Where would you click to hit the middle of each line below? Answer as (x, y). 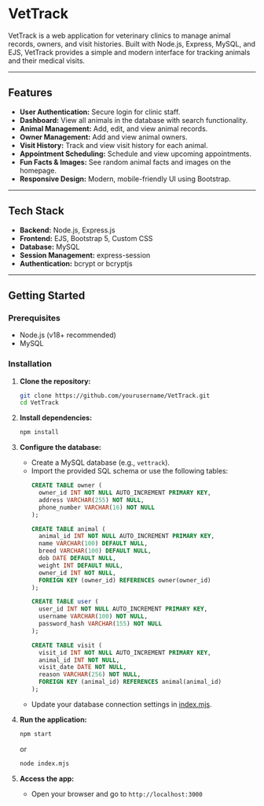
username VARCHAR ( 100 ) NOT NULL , (93, 617)
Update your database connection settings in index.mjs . (121, 704)
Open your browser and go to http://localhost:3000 (117, 793)
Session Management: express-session (85, 255)
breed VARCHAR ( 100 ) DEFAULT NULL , (95, 551)
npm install (39, 433)
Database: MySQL (49, 247)
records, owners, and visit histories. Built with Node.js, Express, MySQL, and (132, 43)
